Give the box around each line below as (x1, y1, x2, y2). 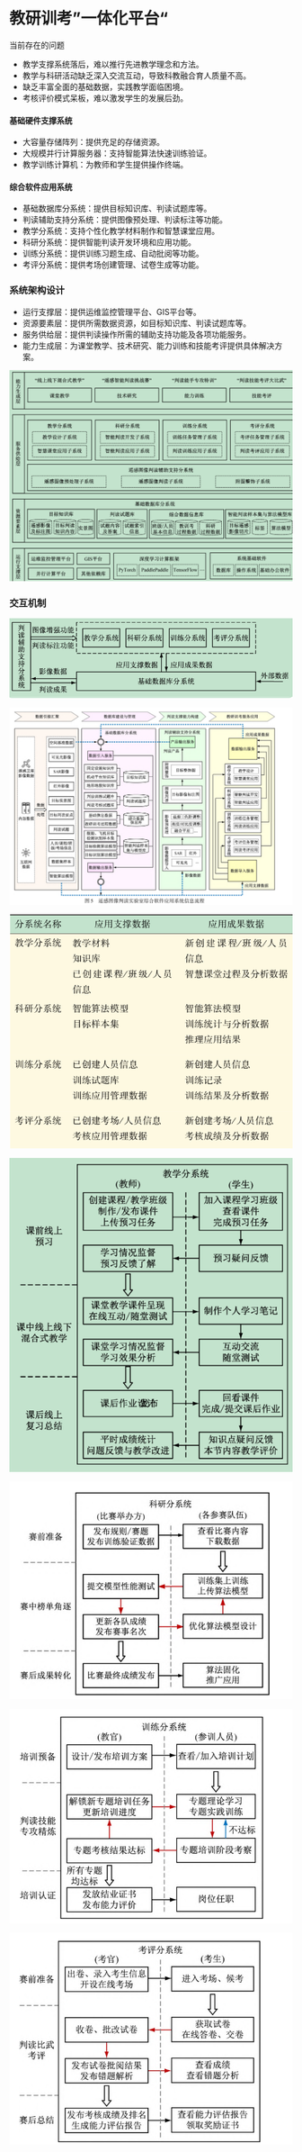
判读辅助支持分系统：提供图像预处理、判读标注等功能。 (22, 214, 227, 225)
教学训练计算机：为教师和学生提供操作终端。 (22, 159, 189, 170)
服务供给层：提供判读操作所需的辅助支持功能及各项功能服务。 (22, 329, 252, 339)
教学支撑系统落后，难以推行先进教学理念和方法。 (22, 59, 204, 69)
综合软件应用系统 (9, 181, 73, 192)
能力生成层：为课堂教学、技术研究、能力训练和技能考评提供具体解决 (22, 339, 275, 351)
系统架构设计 (9, 285, 66, 297)
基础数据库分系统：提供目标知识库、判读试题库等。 (22, 203, 212, 214)
